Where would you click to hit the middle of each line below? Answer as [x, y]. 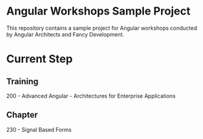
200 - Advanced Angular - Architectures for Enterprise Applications [91, 96]
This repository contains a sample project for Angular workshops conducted [102, 28]
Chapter [22, 115]
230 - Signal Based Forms [39, 129]
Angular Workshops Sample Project [98, 11]
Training [22, 81]
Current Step [40, 59]
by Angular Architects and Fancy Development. [65, 34]
